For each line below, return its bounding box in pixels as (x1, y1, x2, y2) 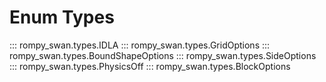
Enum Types (9, 6, 115, 29)
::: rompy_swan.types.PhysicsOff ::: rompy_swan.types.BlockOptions (9, 60, 291, 72)
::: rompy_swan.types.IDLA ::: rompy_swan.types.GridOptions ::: (9, 39, 271, 51)
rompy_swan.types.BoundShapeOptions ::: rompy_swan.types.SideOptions (9, 49, 317, 61)
